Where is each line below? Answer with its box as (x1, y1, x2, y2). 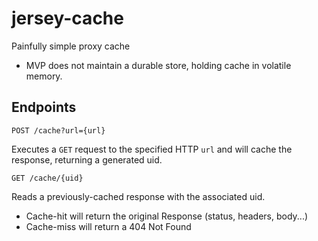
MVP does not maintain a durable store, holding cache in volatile (25, 59, 292, 71)
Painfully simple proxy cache (11, 40, 131, 52)
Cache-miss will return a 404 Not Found (25, 220, 192, 232)
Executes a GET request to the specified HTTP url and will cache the (11, 143, 293, 155)
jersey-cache (11, 7, 124, 30)
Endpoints (11, 99, 77, 116)
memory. (25, 70, 63, 82)
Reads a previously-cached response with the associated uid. (11, 190, 266, 202)
